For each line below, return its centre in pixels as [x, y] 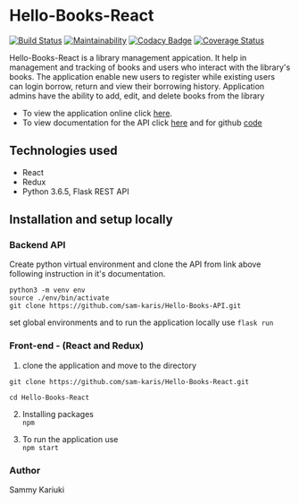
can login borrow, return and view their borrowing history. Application [137, 86]
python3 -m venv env [48, 290]
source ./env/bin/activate [59, 298]
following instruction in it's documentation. [87, 274]
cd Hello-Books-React [50, 397]
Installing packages [58, 414]
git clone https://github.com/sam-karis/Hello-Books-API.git [125, 306]
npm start [41, 448]
